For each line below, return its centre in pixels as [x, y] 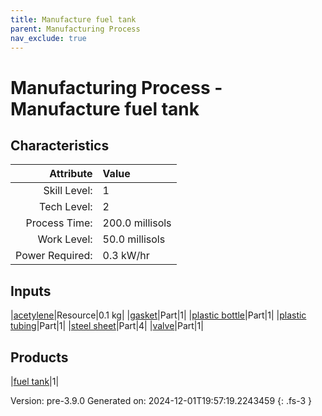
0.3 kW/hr [126, 256]
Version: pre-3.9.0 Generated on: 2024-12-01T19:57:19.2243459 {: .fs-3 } [161, 400]
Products [39, 357]
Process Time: [59, 223]
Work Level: [65, 239]
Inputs [31, 291]
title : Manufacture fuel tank [73, 19]
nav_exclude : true [48, 38]
